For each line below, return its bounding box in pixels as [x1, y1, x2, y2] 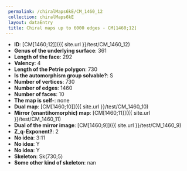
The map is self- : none [13, 97, 70, 104]
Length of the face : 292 [13, 53, 73, 60]
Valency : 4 [13, 60, 41, 67]
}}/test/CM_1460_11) [13, 115, 62, 123]
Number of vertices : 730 [13, 78, 75, 85]
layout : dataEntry [8, 19, 53, 25]
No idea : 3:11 [13, 134, 45, 141]
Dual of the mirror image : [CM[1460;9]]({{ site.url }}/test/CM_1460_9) [13, 122, 182, 129]
